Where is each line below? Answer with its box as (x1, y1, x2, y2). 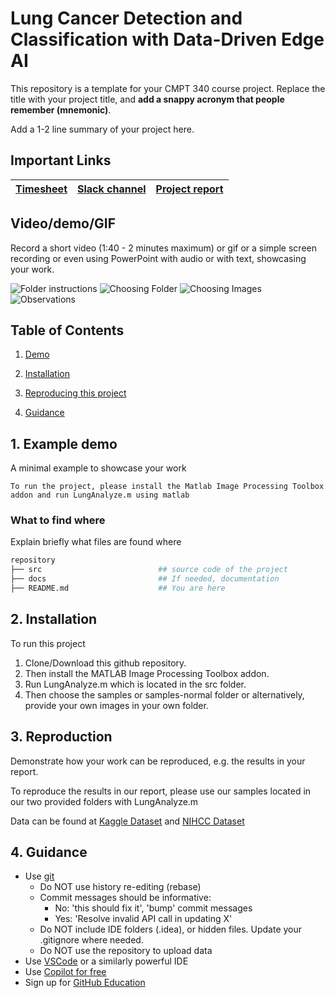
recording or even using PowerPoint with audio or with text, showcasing (10, 252, 307, 264)
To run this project (10, 637, 86, 649)
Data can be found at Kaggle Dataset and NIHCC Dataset (10, 815, 245, 827)
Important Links (10, 152, 112, 169)
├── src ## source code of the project (10, 565, 288, 575)
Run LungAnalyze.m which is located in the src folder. (24, 678, 247, 690)
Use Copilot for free (24, 966, 107, 978)
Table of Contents (10, 322, 125, 339)
